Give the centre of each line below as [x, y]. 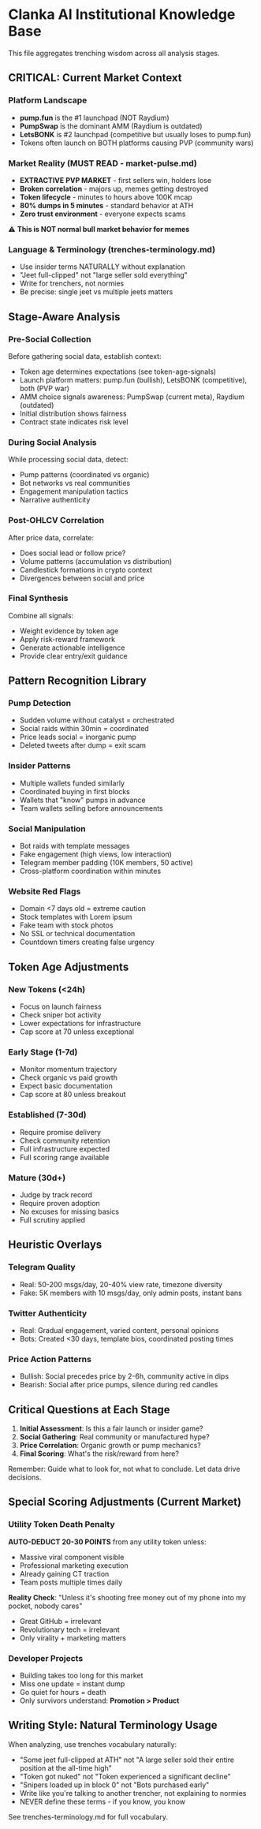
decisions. [25, 1477]
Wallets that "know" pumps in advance [82, 800]
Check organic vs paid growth [69, 1077]
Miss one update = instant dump [72, 1684]
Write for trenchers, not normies [72, 284]
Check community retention [65, 1140]
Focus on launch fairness [61, 1006]
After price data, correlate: [51, 537]
